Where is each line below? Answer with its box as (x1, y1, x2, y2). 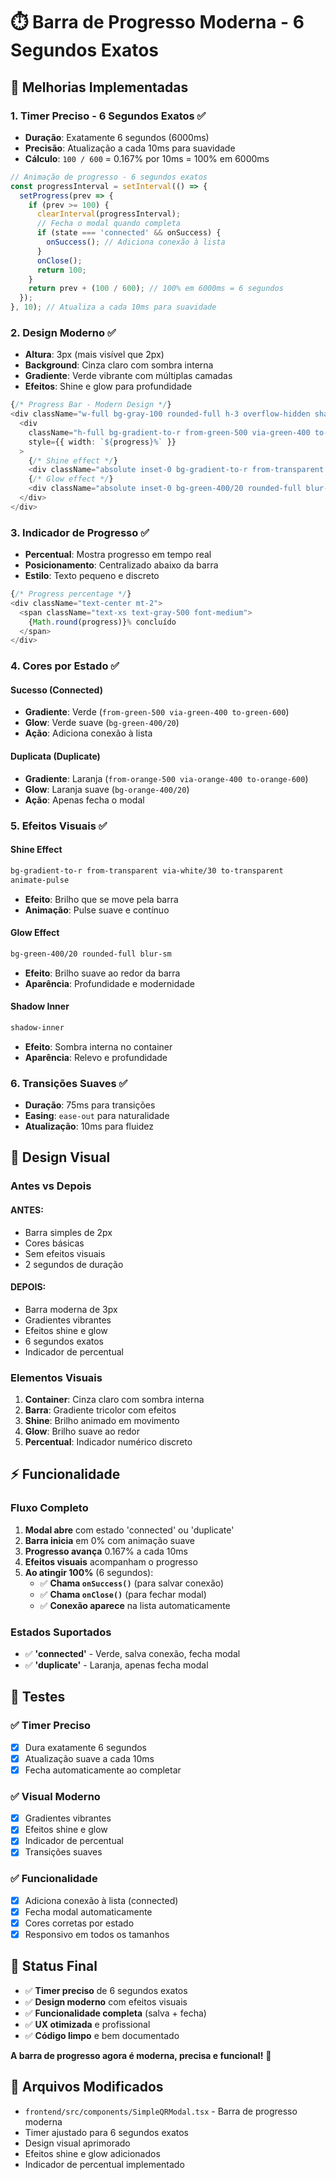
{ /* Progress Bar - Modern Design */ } (10, 400, 172, 410)
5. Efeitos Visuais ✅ (10, 819, 108, 833)
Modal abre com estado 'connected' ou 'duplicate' (24, 1524, 235, 1536)
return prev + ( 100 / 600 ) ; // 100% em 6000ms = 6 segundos (28, 284, 284, 294)
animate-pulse (10, 875, 70, 885)
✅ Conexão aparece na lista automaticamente (39, 1599, 231, 1611)
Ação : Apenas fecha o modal (24, 794, 145, 806)
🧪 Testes (10, 1689, 66, 1706)
